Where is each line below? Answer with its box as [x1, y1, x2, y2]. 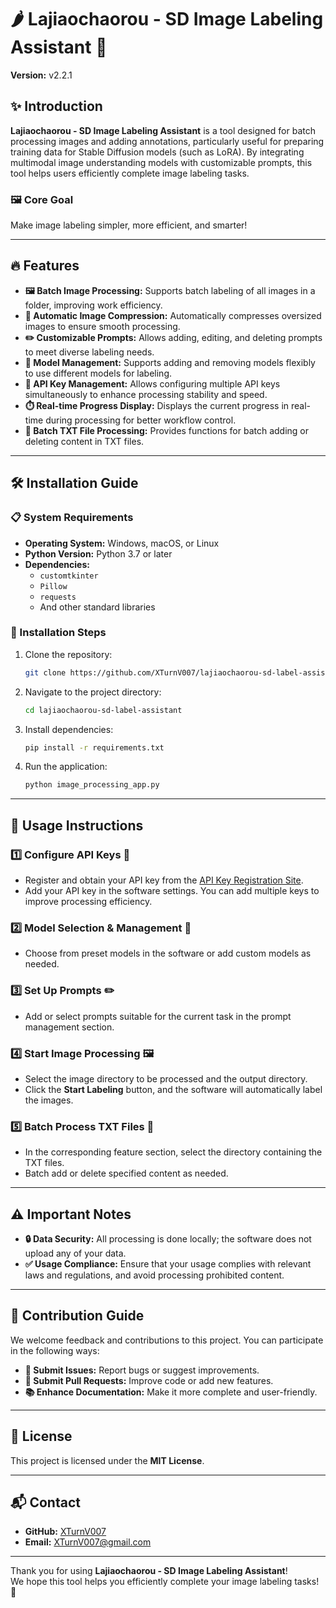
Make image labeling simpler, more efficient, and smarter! [10, 219, 248, 231]
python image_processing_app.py [24, 780, 160, 790]
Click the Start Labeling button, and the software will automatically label [24, 1083, 323, 1095]
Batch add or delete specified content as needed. [24, 1167, 229, 1180]
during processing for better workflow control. [45, 414, 237, 426]
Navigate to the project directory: [24, 686, 162, 698]
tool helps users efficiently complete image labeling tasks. [10, 167, 250, 179]
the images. [24, 1094, 74, 1106]
